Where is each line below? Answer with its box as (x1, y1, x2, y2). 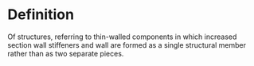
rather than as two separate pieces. (7, 49, 124, 58)
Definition (7, 6, 75, 24)
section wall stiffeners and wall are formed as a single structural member (7, 40, 247, 49)
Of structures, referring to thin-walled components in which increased (7, 32, 237, 41)
